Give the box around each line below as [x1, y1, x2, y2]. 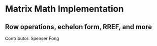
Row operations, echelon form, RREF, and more [5, 23, 152, 31]
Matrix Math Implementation [5, 3, 124, 15]
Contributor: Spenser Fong [5, 35, 59, 41]
